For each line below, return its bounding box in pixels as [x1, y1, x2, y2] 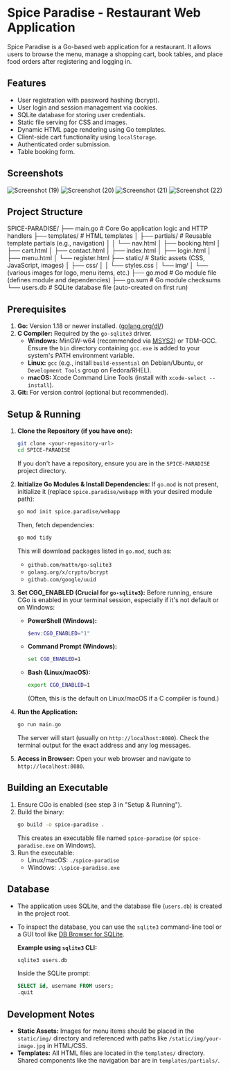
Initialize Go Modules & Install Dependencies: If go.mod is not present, [17, 480, 219, 488]
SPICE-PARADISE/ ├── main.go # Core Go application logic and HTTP [7, 224, 209, 233]
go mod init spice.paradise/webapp [17, 508, 121, 515]
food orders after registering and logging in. [7, 57, 132, 65]
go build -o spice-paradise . [17, 821, 105, 828]
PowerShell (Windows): [27, 616, 98, 625]
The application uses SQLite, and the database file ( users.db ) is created [17, 902, 222, 910]
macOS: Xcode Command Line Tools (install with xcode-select [27, 373, 206, 382]
